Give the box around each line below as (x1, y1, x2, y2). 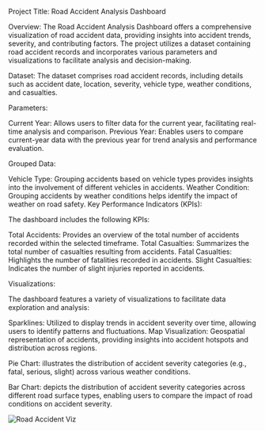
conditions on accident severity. (8, 399, 112, 408)
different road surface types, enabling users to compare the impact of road (8, 391, 253, 400)
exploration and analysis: (8, 303, 89, 312)
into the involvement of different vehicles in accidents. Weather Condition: (8, 183, 250, 192)
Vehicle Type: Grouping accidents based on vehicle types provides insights (8, 174, 254, 183)
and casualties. (8, 88, 58, 97)
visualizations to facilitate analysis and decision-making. (8, 55, 192, 65)
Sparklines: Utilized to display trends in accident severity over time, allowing (8, 318, 256, 327)
